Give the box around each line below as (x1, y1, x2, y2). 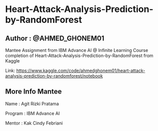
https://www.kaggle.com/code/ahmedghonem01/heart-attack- (16, 67, 145, 73)
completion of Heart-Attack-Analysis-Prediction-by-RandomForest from (5, 52, 154, 58)
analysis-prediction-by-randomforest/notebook (5, 73, 103, 78)
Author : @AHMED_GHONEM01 (5, 34, 104, 42)
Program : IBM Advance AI (5, 110, 60, 116)
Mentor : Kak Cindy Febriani (5, 120, 63, 126)
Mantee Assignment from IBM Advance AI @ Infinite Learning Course (5, 47, 148, 53)
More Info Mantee (5, 87, 62, 96)
